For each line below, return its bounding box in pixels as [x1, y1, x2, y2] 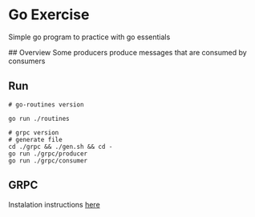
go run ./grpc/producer [8, 150, 88, 158]
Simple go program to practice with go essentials [8, 32, 171, 42]
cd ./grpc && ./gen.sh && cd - [8, 143, 113, 151]
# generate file [8, 135, 63, 143]
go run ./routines [8, 115, 70, 123]
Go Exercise [8, 6, 90, 24]
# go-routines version [8, 100, 84, 109]
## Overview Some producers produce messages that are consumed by [8, 47, 247, 57]
